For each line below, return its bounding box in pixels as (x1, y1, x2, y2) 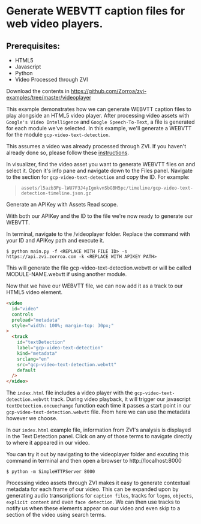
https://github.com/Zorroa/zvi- (71, 88, 147, 94)
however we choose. (6, 415, 58, 422)
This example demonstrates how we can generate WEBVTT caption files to (6, 106, 192, 112)
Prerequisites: (6, 41, 60, 51)
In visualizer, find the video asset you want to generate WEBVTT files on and (6, 161, 196, 167)
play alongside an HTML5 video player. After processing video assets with (6, 112, 190, 119)
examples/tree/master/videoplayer (6, 94, 92, 101)
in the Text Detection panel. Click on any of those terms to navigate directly (6, 433, 193, 440)
